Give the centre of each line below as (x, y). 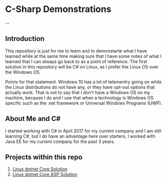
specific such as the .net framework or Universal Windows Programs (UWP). (84, 103)
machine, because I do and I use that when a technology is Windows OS (79, 97)
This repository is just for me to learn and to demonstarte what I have (76, 50)
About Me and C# (33, 119)
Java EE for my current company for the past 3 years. (60, 141)
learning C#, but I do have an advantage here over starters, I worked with (80, 136)
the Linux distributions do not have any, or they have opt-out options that (80, 87)
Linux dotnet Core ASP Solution (45, 174)
